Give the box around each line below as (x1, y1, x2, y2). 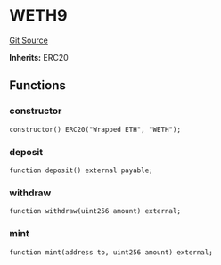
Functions (9, 78, 67, 94)
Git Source (9, 35, 49, 46)
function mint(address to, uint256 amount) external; (9, 247, 214, 257)
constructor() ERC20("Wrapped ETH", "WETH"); (9, 125, 181, 134)
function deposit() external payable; (9, 166, 153, 175)
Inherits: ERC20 (9, 52, 69, 62)
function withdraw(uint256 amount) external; (9, 207, 181, 216)
